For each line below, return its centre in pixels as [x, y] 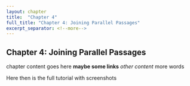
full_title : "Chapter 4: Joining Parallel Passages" [73, 23]
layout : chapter [26, 12]
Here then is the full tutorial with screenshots [62, 78]
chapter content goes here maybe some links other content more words [95, 66]
